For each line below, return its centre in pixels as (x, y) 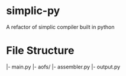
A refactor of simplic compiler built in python (60, 27)
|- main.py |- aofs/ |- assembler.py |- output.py (63, 67)
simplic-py (33, 11)
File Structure (40, 51)
